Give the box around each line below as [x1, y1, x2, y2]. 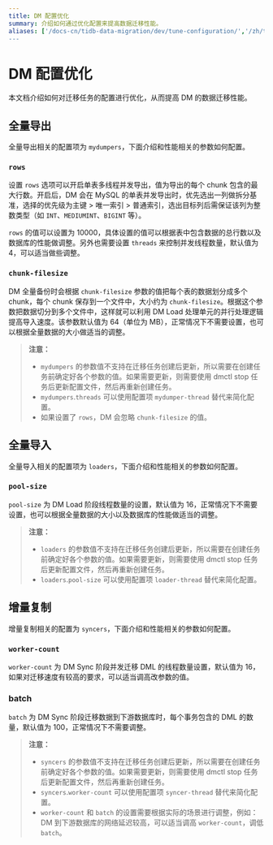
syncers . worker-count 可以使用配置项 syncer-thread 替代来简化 [40, 787, 251, 797]
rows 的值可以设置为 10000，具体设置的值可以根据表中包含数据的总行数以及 [8, 228, 262, 238]
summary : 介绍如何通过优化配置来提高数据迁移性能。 [8, 19, 162, 28]
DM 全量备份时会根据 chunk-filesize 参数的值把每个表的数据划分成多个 [8, 286, 248, 296]
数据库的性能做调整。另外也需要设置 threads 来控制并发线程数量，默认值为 [8, 238, 258, 248]
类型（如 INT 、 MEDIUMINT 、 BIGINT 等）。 [15, 210, 146, 220]
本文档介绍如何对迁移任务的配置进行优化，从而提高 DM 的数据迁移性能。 [8, 93, 252, 102]
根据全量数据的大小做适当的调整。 [15, 326, 130, 337]
